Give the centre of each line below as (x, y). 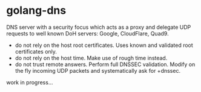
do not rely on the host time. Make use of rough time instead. (91, 58)
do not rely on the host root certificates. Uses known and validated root (104, 45)
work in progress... (30, 82)
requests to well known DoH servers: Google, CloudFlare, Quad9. (87, 33)
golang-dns (36, 11)
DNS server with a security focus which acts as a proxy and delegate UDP (99, 27)
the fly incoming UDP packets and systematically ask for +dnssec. (97, 70)
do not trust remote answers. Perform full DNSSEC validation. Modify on (105, 64)
